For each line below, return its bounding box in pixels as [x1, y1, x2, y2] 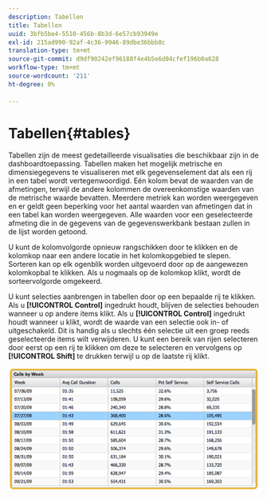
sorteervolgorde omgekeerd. [8, 277, 103, 286]
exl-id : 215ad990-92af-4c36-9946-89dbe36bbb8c [8, 38, 166, 46]
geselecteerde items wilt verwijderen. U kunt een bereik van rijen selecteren [8, 334, 258, 344]
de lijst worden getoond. [8, 227, 88, 237]
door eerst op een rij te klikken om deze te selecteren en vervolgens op [8, 343, 242, 353]
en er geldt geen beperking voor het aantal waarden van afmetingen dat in [8, 201, 253, 211]
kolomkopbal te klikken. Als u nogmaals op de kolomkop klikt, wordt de [8, 268, 241, 277]
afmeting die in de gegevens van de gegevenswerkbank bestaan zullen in [8, 218, 250, 228]
